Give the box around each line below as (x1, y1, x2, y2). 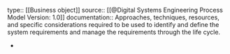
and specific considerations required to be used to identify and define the (7, 21, 220, 28)
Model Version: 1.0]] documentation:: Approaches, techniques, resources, (7, 13, 220, 21)
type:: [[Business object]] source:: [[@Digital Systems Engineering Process (7, 6, 224, 14)
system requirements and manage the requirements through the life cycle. (7, 28, 221, 36)
